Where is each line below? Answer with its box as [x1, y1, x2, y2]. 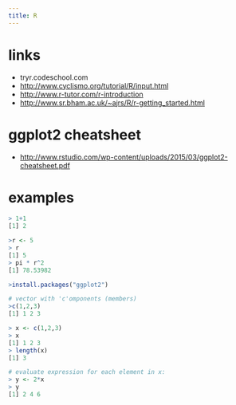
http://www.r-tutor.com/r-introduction [19, 89, 144, 99]
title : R [8, 11, 37, 20]
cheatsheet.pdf [19, 160, 70, 170]
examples [8, 188, 74, 206]
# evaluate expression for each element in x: [8, 368, 166, 376]
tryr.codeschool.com [19, 73, 88, 82]
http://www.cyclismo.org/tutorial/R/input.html [19, 81, 169, 90]
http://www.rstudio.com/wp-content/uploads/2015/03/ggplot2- [19, 152, 229, 162]
